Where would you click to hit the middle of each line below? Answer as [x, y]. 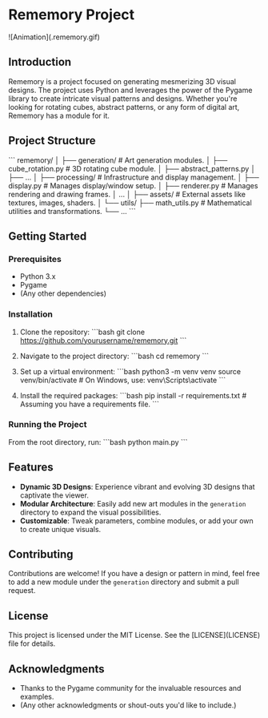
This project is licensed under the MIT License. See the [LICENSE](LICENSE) [134, 635]
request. [22, 591]
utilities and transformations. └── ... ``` [72, 211]
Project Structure [52, 141]
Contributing [41, 555]
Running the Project [48, 425]
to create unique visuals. [60, 529]
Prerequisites [35, 259]
